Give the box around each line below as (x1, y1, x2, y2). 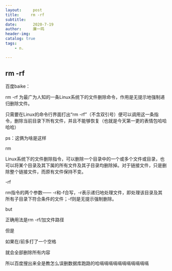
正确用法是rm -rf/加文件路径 (5, 217, 64, 223)
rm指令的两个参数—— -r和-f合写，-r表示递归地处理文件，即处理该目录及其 (5, 190, 163, 196)
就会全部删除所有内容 (5, 249, 50, 256)
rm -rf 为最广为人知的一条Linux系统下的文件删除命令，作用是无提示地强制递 (5, 94, 165, 100)
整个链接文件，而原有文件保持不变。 (9, 169, 86, 175)
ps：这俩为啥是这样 (5, 135, 47, 141)
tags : (5, 41, 17, 46)
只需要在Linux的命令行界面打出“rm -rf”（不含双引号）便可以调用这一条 (5, 111, 155, 118)
